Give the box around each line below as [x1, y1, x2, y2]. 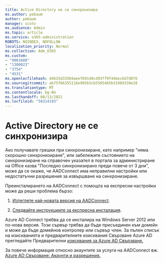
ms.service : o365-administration [5, 35, 74, 40]
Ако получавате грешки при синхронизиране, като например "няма [5, 147, 149, 153]
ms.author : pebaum [5, 12, 43, 17]
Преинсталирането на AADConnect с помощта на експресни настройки [5, 183, 156, 189]
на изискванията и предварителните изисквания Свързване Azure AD [5, 232, 153, 238]
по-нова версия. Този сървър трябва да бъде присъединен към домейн [5, 222, 158, 228]
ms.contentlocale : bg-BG [5, 90, 56, 95]
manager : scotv [5, 21, 36, 26]
